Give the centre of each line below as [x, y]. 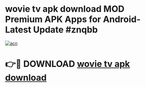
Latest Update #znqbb [52, 30]
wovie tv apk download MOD [65, 9]
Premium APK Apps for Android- [73, 19]
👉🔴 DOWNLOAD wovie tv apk [68, 64]
